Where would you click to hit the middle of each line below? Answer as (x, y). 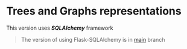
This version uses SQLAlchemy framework (60, 28)
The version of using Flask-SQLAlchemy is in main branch (93, 39)
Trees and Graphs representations (94, 11)
